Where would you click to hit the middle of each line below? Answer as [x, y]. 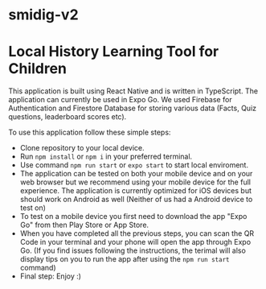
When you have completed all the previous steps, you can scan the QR [137, 233]
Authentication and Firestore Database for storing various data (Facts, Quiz [133, 108]
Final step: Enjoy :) [51, 276]
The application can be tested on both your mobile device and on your [136, 174]
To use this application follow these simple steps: [90, 132]
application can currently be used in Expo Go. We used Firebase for [120, 100]
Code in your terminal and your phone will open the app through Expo [135, 242]
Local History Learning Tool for [114, 52]
